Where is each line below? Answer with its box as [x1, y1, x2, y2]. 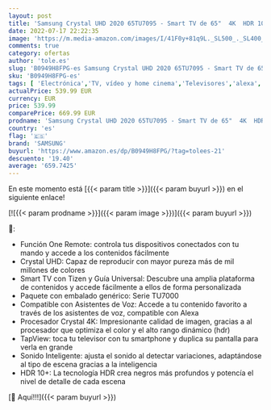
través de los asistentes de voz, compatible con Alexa [19, 308, 199, 318]
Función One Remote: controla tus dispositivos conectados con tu [19, 240, 240, 249]
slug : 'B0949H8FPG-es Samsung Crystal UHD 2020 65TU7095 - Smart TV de [8, 65, 254, 73]
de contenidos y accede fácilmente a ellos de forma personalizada [19, 282, 242, 292]
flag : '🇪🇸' [8, 132, 48, 140]
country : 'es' [8, 124, 56, 132]
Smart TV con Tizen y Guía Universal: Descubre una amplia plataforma [19, 274, 256, 283]
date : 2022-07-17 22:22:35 [8, 27, 99, 35]
